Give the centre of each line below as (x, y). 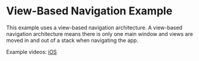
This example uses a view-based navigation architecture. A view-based (94, 28)
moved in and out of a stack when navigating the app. (72, 40)
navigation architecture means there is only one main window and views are (99, 33)
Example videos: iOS (32, 51)
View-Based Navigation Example (89, 11)
